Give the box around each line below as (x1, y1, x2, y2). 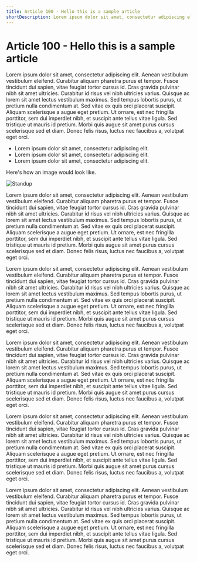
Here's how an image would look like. (6, 169, 97, 176)
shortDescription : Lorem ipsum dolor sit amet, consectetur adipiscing (6, 14, 185, 20)
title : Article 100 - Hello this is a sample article (6, 8, 141, 15)
